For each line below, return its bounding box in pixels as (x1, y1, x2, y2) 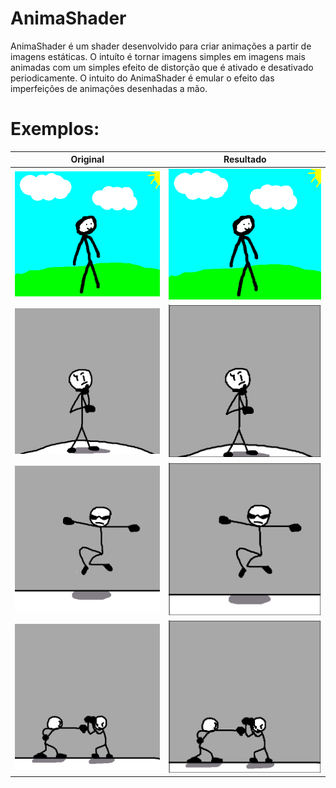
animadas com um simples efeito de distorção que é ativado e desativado (10, 61, 314, 73)
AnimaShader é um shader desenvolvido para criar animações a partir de (10, 40, 312, 52)
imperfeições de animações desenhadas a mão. (10, 82, 208, 94)
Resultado (223, 153, 267, 166)
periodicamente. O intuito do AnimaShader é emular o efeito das (10, 72, 275, 84)
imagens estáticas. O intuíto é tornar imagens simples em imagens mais (10, 50, 306, 62)
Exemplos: (10, 118, 100, 141)
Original (70, 153, 105, 166)
